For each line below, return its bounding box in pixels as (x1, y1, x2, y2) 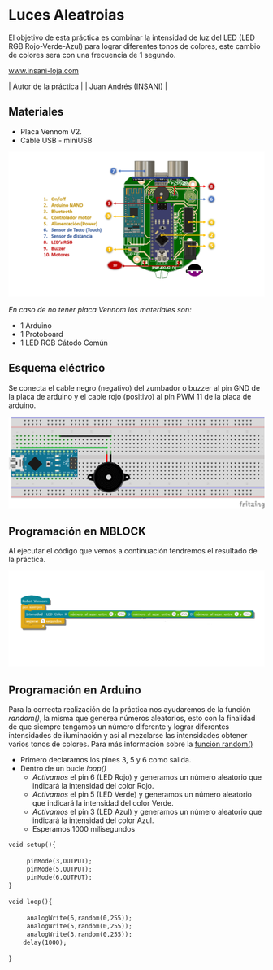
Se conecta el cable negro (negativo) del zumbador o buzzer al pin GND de (8, 382, 261, 392)
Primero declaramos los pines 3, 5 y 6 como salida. (19, 755, 192, 765)
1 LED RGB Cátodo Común (19, 338, 108, 347)
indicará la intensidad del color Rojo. (32, 781, 154, 791)
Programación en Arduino (8, 683, 141, 697)
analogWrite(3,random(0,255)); (26, 930, 132, 939)
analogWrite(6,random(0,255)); (26, 914, 132, 923)
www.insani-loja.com (8, 65, 80, 75)
